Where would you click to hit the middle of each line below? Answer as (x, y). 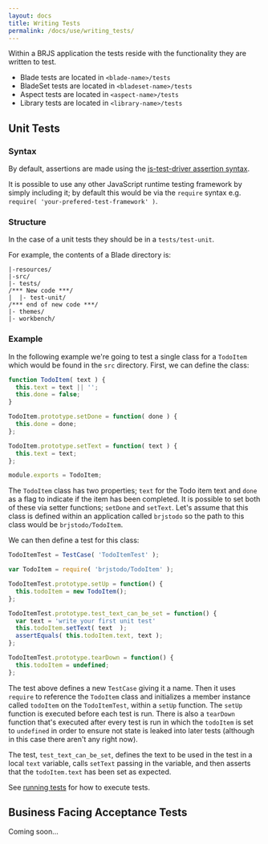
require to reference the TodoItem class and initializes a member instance (130, 696)
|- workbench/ (32, 319)
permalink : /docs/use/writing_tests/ (71, 30)
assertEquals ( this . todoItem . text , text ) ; (89, 636)
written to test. (32, 62)
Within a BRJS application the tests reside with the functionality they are (128, 54)
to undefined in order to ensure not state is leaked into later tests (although (132, 730)
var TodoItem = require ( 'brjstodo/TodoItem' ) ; (91, 570)
